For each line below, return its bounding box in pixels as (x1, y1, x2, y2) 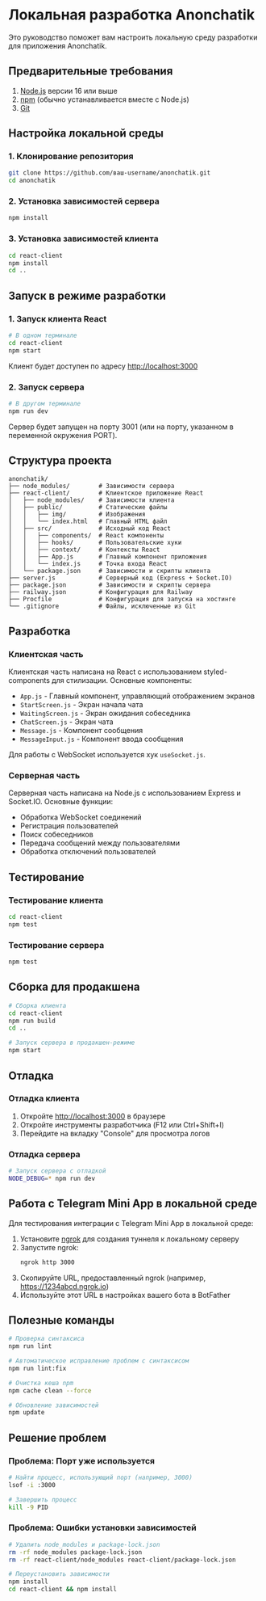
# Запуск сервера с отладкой (8, 1167, 106, 1175)
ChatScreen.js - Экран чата (19, 717, 114, 727)
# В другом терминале (8, 399, 81, 407)
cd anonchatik (8, 176, 56, 185)
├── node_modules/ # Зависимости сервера (8, 482, 175, 491)
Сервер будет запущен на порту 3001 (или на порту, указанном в (8, 422, 234, 432)
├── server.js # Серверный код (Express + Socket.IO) (8, 574, 232, 583)
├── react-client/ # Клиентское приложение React (8, 489, 204, 498)
